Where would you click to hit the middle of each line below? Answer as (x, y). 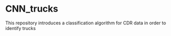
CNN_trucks (32, 9)
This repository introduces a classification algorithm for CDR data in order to (86, 23)
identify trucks (20, 28)
